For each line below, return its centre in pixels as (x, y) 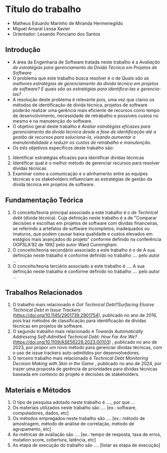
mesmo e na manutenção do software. (52, 121)
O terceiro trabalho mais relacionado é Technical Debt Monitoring (80, 358)
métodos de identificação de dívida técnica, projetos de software (80, 105)
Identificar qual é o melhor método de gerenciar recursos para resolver (86, 163)
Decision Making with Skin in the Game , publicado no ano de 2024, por (87, 364)
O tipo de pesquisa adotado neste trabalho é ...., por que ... (73, 403)
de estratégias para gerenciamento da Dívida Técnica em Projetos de (85, 67)
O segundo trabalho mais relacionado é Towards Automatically (78, 331)
